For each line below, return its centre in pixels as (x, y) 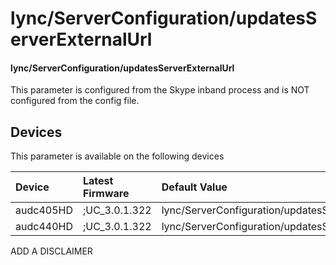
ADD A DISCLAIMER (51, 251)
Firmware (106, 194)
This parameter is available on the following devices (117, 156)
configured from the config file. (75, 101)
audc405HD (44, 210)
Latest (98, 181)
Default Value (194, 187)
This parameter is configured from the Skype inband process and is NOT (160, 90)
